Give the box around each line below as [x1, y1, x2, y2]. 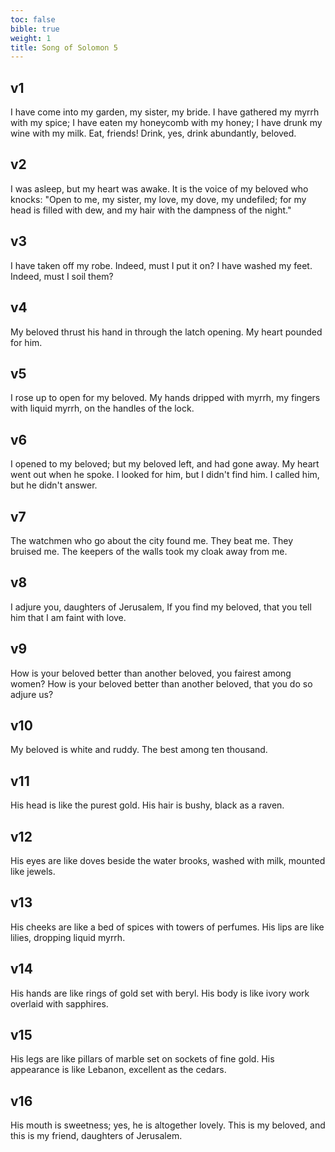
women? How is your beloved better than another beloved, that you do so [10, 677, 313, 690]
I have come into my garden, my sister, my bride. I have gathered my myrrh [10, 106, 320, 118]
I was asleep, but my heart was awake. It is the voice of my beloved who [10, 182, 309, 195]
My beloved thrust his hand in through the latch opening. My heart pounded [10, 326, 323, 338]
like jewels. [10, 866, 56, 877]
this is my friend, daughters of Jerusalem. [10, 1130, 183, 1142]
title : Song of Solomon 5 [10, 42, 118, 53]
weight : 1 [10, 33, 52, 43]
